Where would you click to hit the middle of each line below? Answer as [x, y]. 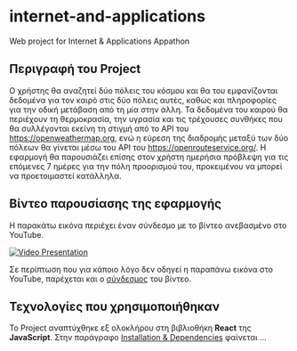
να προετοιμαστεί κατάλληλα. [65, 175]
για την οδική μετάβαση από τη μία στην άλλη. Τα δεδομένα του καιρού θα [149, 110]
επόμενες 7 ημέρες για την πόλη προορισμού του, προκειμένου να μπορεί [146, 166]
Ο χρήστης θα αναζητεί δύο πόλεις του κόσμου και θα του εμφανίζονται [144, 90]
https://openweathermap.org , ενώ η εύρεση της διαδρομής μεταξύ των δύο [149, 138]
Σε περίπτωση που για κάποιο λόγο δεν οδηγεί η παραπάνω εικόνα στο [141, 269]
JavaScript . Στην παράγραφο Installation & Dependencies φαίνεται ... [138, 338]
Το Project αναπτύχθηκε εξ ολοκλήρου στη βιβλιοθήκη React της [130, 328]
